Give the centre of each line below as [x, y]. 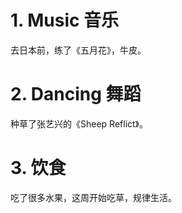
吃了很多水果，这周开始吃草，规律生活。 [93, 197]
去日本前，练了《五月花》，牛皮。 [78, 50]
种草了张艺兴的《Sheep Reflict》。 [79, 123]
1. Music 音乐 [65, 20]
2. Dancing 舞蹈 [76, 94]
